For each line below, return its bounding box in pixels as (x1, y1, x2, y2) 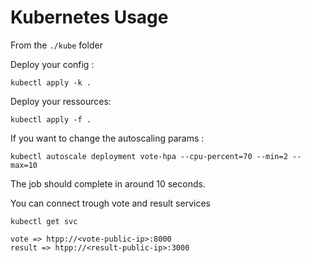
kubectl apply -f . (10, 114, 92, 125)
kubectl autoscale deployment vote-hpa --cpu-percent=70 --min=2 (10, 151, 288, 161)
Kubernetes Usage (10, 6, 169, 29)
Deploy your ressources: (10, 95, 112, 107)
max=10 (10, 160, 38, 170)
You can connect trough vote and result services (10, 197, 211, 209)
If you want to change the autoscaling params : (10, 132, 205, 144)
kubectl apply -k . (10, 77, 92, 88)
